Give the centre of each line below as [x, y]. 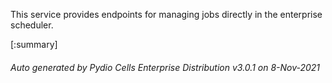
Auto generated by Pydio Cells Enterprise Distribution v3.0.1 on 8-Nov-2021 [165, 67]
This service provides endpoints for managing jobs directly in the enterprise [166, 14]
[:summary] [34, 44]
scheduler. [32, 25]
